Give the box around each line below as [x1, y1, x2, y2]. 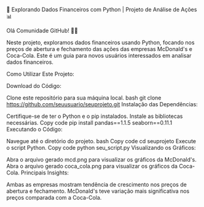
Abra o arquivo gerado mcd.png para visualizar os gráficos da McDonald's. [6, 156, 197, 163]
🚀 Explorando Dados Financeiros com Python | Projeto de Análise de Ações [6, 6, 197, 13]
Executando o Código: [6, 126, 63, 133]
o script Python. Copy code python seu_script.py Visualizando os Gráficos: [6, 144, 196, 151]
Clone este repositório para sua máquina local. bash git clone [6, 94, 162, 101]
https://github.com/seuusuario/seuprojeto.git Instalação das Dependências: [6, 101, 198, 107]
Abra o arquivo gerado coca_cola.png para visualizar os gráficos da [6, 163, 178, 170]
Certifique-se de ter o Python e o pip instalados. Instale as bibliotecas [6, 112, 183, 120]
